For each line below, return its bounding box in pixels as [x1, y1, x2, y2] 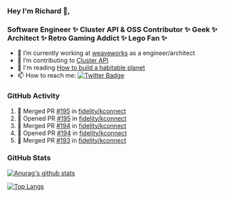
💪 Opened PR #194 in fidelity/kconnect [17, 129, 128, 137]
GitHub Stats [7, 153, 51, 163]
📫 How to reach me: [17, 72, 77, 80]
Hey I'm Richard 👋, [7, 6, 70, 16]
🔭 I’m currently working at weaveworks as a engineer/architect [17, 49, 195, 57]
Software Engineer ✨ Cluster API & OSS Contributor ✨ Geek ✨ [7, 24, 217, 34]
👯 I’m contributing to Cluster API [17, 56, 109, 65]
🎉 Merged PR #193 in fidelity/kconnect [17, 136, 126, 144]
